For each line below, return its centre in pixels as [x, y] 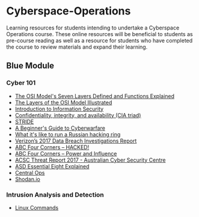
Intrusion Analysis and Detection [55, 195]
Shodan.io [27, 179]
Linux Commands [37, 207]
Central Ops [30, 173]
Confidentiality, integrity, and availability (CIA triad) [78, 115]
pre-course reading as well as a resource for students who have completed [99, 40]
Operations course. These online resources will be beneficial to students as [100, 34]
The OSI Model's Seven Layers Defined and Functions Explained [95, 96]
